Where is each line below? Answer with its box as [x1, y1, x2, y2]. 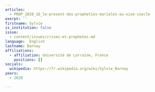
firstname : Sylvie [5, 21, 43, 26]
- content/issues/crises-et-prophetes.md [9, 35, 96, 40]
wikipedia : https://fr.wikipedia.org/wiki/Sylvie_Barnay [9, 67, 129, 71]
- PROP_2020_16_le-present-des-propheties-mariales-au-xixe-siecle [9, 12, 151, 17]
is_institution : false [5, 25, 52, 30]
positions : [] [14, 57, 43, 62]
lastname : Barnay [5, 44, 41, 48]
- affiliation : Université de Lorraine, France [9, 52, 109, 58]
